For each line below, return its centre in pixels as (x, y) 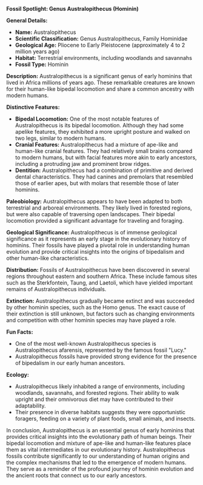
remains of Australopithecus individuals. (56, 289)
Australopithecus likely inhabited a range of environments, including (100, 386)
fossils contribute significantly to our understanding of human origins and (98, 456)
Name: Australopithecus (45, 32)
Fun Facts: (20, 332)
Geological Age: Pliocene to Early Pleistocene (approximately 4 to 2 (100, 45)
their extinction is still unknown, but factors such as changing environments (101, 314)
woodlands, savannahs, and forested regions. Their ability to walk (97, 393)
